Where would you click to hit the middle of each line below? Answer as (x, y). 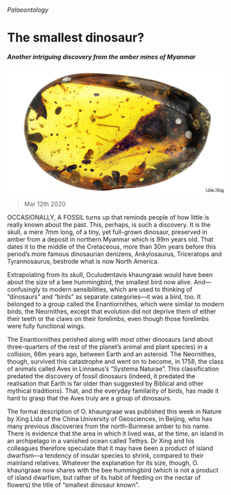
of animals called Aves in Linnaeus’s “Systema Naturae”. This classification (113, 369)
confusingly (24, 289)
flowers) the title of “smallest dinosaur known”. (73, 485)
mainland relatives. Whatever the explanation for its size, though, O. (103, 463)
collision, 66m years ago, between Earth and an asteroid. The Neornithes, (112, 354)
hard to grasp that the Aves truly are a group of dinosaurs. (90, 398)
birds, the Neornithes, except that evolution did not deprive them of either (112, 311)
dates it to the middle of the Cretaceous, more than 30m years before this (112, 247)
